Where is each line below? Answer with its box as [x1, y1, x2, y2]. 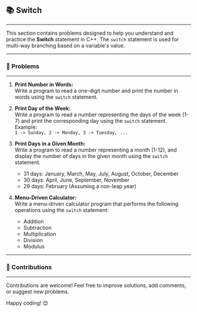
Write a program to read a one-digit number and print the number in [14, 88, 179, 95]
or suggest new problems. [6, 288, 69, 296]
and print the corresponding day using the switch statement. [21, 118, 167, 125]
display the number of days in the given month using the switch [14, 153, 168, 160]
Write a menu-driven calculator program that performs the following [14, 200, 179, 207]
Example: [14, 123, 38, 131]
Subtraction [23, 224, 52, 232]
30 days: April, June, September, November [23, 176, 130, 184]
